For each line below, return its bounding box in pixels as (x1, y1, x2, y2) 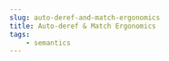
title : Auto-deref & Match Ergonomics (9, 22, 156, 30)
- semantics (25, 38, 71, 48)
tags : (9, 30, 30, 39)
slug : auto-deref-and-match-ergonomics (9, 13, 161, 22)
